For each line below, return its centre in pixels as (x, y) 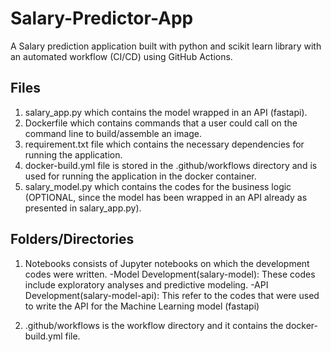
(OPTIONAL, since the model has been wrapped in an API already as (166, 197)
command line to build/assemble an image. (113, 133)
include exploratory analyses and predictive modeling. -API (146, 284)
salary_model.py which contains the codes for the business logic (158, 186)
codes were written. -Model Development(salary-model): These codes (170, 274)
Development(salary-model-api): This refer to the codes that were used (172, 295)
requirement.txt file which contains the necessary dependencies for (164, 144)
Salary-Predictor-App (102, 18)
